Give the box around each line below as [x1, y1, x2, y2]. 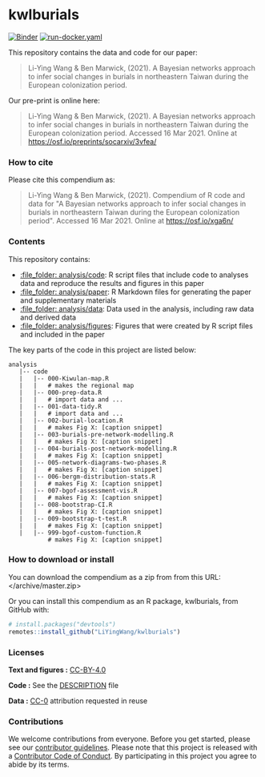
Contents [8, 236, 46, 248]
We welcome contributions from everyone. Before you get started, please [8, 735, 251, 744]
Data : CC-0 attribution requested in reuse [8, 695, 148, 706]
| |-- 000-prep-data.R [18, 388, 102, 397]
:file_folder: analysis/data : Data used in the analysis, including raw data [19, 304, 255, 313]
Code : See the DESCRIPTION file [8, 680, 118, 690]
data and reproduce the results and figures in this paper [19, 278, 205, 288]
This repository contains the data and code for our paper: [8, 47, 198, 57]
